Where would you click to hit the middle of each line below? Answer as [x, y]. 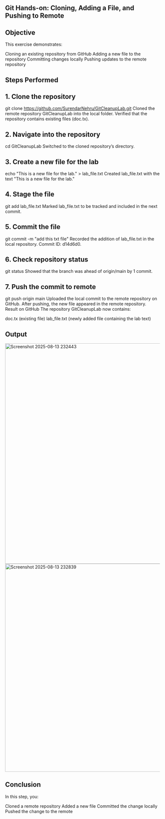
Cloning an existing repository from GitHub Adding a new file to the [73, 54]
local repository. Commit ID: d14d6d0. [43, 244]
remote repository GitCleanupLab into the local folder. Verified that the [76, 114]
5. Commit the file [33, 227]
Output [16, 334]
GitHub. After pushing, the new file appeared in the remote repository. [76, 304]
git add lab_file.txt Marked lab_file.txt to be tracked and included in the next [81, 206]
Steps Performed [32, 80]
